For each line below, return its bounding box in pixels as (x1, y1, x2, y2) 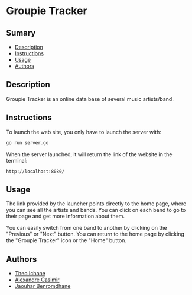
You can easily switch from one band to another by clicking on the (6, 224, 167, 231)
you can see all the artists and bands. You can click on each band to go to (6, 207, 186, 214)
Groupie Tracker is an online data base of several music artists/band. (6, 95, 174, 102)
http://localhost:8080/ (6, 168, 65, 175)
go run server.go (6, 139, 49, 146)
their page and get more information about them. (6, 212, 125, 220)
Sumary (6, 28, 36, 38)
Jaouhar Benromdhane (14, 283, 71, 290)
